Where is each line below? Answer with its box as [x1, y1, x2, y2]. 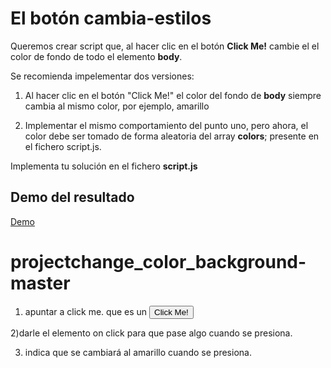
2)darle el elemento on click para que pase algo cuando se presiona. [10, 327, 293, 339]
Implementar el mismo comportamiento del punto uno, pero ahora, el [24, 119, 309, 131]
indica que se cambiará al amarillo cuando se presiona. [24, 346, 252, 358]
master [10, 272, 71, 294]
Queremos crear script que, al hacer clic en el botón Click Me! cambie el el [10, 40, 320, 52]
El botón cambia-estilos [10, 7, 212, 30]
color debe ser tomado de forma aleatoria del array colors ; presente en [24, 130, 320, 142]
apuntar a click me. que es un [24, 305, 148, 317]
